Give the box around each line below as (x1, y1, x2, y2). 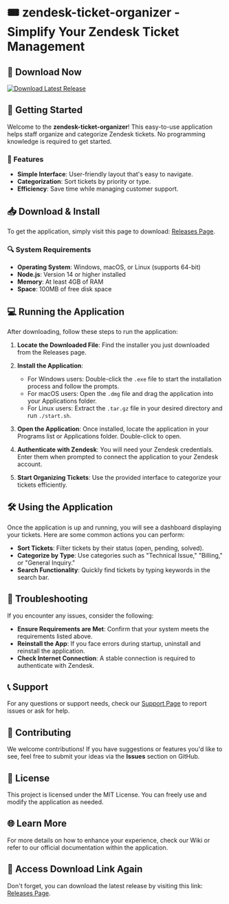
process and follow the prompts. (27, 382, 120, 390)
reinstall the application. (17, 647, 85, 655)
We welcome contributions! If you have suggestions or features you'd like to (7, 745, 223, 753)
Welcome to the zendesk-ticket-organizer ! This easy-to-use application (7, 123, 213, 131)
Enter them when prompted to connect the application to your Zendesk (17, 453, 219, 461)
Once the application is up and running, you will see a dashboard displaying (7, 523, 221, 532)
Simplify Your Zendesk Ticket (7, 24, 179, 40)
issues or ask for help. (7, 706, 70, 715)
